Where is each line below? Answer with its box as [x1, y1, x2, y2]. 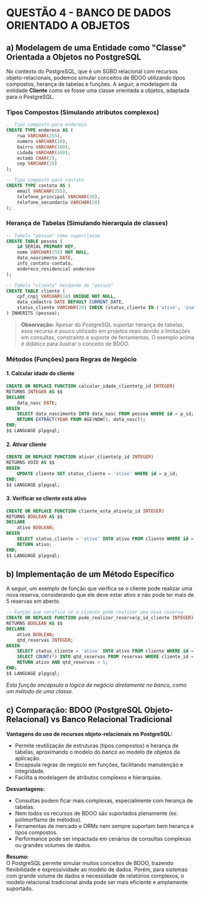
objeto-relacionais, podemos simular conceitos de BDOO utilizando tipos [6, 74, 185, 81]
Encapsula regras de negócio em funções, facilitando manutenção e [14, 761, 184, 768]
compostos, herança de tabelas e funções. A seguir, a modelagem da [6, 81, 178, 87]
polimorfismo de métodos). [14, 816, 82, 823]
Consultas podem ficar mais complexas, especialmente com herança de [14, 797, 193, 804]
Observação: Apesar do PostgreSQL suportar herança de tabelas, [20, 321, 184, 328]
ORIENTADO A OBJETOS [6, 19, 130, 32]
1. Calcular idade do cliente [6, 370, 75, 377]
